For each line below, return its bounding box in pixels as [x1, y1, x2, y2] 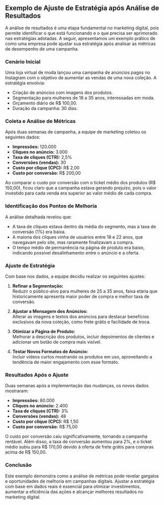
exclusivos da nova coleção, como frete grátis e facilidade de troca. [12, 319, 151, 325]
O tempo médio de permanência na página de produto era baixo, [12, 245, 145, 251]
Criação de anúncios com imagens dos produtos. [12, 90, 113, 96]
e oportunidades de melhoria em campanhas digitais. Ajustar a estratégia [5, 478, 155, 484]
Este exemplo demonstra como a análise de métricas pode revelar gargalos [5, 473, 159, 479]
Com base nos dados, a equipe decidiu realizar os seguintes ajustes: [5, 273, 146, 279]
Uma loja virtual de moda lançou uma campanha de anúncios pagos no [5, 69, 150, 76]
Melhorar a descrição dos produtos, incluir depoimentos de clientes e [12, 334, 155, 340]
